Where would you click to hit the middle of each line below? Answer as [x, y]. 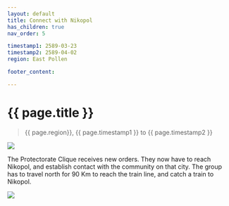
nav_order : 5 [26, 33]
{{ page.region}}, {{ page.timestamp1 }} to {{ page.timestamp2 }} [118, 132]
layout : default [31, 14]
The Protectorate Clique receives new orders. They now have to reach [109, 159]
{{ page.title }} [51, 112]
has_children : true [36, 27]
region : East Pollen [38, 59]
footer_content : [31, 72]
